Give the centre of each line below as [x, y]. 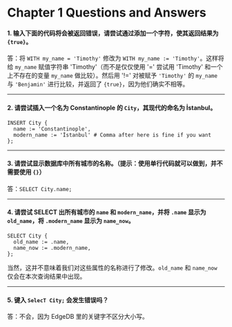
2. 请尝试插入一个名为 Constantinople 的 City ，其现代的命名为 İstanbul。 [112, 108]
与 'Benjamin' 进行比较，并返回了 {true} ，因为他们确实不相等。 [98, 84]
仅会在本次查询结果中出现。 [47, 276]
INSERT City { [28, 123]
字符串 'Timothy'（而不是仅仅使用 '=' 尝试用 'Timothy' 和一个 [136, 67]
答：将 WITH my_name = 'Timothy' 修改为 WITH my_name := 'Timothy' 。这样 [113, 58]
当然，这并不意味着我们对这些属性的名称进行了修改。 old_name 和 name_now [112, 268]
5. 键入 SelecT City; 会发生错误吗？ [58, 300]
